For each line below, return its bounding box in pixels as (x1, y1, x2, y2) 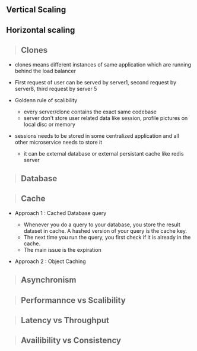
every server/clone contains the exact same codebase (23, 108, 157, 115)
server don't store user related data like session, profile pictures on (23, 114, 188, 121)
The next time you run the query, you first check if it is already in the (23, 233, 191, 241)
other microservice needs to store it (14, 138, 103, 146)
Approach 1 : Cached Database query (14, 209, 107, 216)
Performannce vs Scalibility (20, 295, 126, 305)
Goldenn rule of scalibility (14, 96, 78, 103)
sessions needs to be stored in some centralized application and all (14, 132, 179, 139)
